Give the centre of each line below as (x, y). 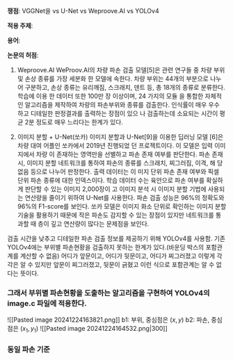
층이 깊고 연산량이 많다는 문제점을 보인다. (94, 224)
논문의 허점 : (23, 55)
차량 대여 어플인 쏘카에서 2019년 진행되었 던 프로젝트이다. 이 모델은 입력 (115, 146)
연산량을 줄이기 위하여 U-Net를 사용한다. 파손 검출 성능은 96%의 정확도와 (124, 198)
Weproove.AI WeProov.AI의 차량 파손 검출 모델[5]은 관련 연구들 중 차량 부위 (121, 70)
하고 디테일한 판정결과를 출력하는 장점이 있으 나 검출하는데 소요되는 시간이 (118, 113)
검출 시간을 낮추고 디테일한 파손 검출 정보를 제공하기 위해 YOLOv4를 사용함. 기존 (116, 238)
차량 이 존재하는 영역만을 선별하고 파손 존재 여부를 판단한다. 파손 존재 (130, 154)
